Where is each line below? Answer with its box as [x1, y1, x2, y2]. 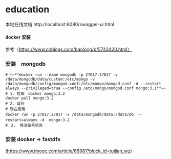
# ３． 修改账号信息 [5, 123, 43, 128]
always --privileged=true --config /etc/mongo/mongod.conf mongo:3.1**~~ [5, 86, 166, 91]
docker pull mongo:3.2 [5, 96, 54, 101]
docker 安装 [5, 34, 31, 40]
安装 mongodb [5, 61, 46, 68]
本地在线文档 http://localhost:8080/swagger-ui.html [5, 21, 114, 27]
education [5, 4, 50, 15]
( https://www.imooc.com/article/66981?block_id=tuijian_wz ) [5, 148, 132, 154]
